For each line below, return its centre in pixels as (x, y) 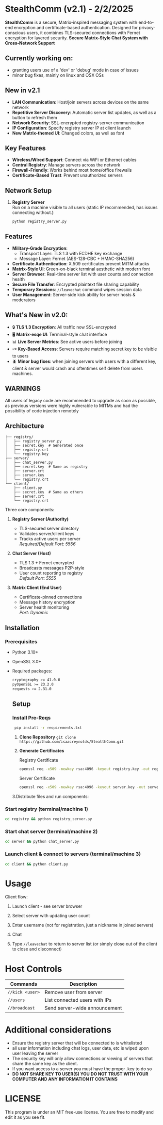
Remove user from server (73, 992)
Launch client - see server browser (47, 906)
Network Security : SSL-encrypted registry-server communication (78, 123)
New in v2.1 (23, 90)
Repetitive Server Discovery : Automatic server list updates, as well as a (84, 112)
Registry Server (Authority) (40, 519)
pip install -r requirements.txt (48, 728)
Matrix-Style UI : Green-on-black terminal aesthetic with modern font (81, 269)
